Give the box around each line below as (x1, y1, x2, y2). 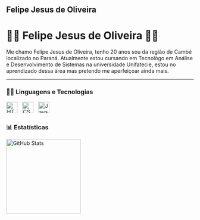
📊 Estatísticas (6, 123, 49, 131)
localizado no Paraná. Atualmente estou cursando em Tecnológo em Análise (6, 55, 193, 62)
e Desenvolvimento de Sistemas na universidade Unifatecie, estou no (6, 61, 176, 68)
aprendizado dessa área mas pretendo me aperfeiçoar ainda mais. (6, 67, 169, 75)
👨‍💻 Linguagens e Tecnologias (6, 88, 93, 96)
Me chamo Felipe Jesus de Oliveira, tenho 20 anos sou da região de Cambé (6, 48, 192, 55)
